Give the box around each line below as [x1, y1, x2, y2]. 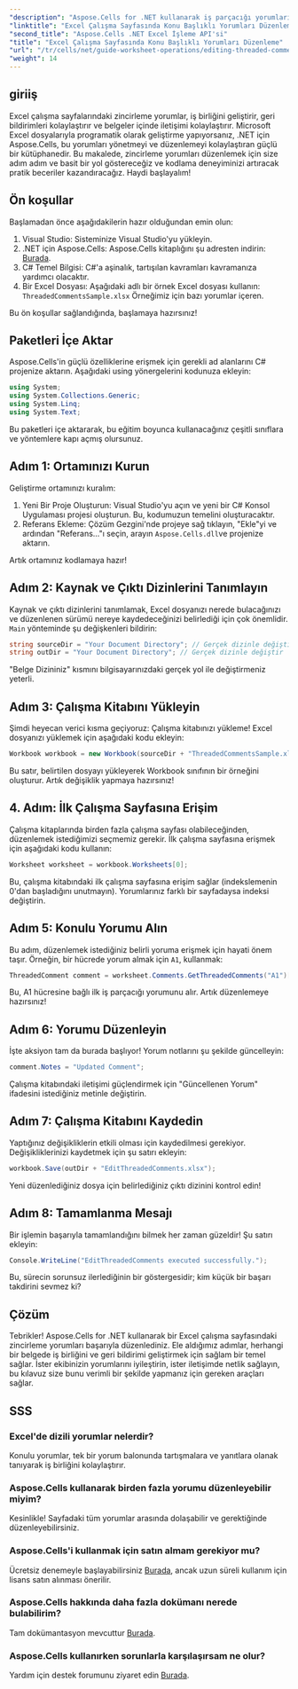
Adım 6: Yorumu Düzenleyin [9, 1022, 167, 1037]
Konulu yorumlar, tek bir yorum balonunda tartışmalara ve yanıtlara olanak [9, 1449, 278, 1460]
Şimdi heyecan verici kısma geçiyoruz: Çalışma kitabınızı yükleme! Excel [9, 723, 273, 734]
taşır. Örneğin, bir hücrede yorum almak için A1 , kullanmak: [9, 954, 223, 964]
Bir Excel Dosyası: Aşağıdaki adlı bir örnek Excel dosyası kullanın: [21, 280, 261, 291]
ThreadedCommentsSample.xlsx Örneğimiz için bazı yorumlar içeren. [21, 290, 264, 301]
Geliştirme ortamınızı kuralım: [9, 483, 116, 493]
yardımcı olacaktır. [21, 271, 90, 282]
